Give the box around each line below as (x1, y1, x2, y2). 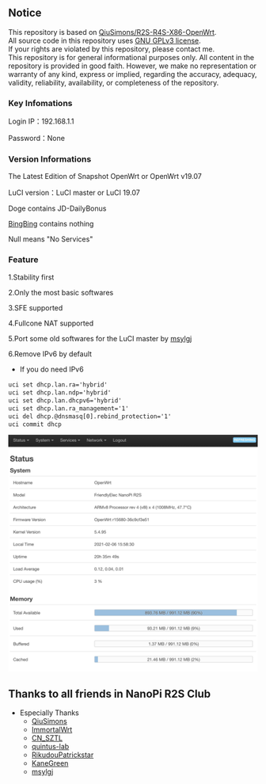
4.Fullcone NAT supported (8, 318, 94, 328)
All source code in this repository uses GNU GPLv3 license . (8, 36, 202, 45)
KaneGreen (31, 758, 69, 767)
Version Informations (8, 154, 92, 165)
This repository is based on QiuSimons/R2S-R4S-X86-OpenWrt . (8, 27, 217, 36)
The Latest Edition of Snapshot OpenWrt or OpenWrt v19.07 (8, 172, 202, 181)
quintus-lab (31, 741, 70, 751)
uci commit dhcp (8, 420, 62, 428)
